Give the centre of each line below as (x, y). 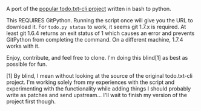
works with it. (23, 46)
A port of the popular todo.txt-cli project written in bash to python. (89, 9)
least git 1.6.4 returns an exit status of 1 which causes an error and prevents (100, 33)
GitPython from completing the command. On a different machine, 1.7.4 (95, 40)
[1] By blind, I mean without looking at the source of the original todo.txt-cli (99, 76)
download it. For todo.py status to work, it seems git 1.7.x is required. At (96, 27)
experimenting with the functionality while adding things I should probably (99, 89)
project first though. (31, 101)
